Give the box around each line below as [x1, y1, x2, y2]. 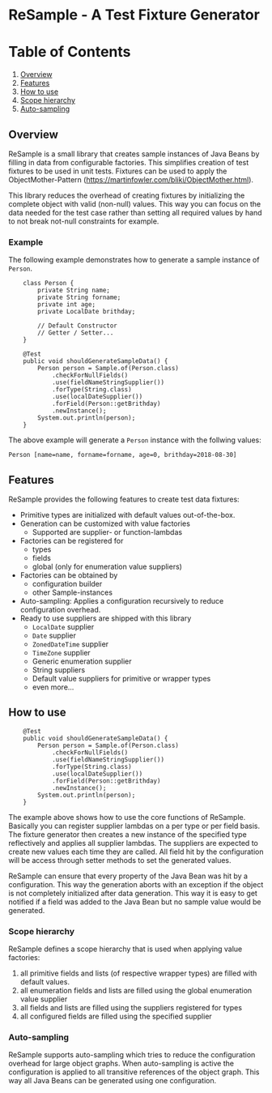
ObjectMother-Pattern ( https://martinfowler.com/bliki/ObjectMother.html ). [8, 174, 253, 184]
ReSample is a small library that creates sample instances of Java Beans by [8, 148, 260, 159]
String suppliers [32, 665, 86, 675]
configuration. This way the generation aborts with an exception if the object [8, 879, 264, 889]
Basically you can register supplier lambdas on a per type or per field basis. [8, 821, 261, 830]
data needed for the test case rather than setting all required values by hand [8, 207, 262, 217]
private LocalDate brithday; [37, 308, 136, 316]
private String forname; [37, 293, 121, 301]
